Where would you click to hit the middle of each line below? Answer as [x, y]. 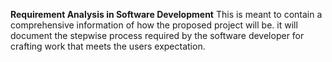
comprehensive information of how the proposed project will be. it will [154, 25]
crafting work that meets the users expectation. [108, 46]
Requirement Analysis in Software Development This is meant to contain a [166, 14]
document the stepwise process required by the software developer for [157, 35]
